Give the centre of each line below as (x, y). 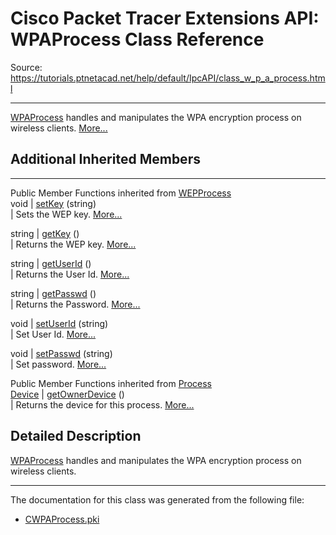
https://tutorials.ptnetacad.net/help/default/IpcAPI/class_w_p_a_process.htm (168, 78)
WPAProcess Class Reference (137, 39)
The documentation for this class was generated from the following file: (157, 499)
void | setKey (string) (53, 203)
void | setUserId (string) (59, 323)
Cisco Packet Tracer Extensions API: (165, 18)
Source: (26, 67)
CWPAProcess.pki (62, 519)
